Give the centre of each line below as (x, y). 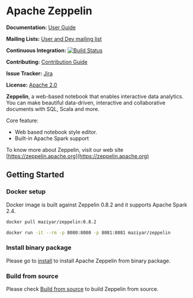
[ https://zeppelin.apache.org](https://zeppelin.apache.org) (78, 156)
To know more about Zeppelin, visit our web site (65, 150)
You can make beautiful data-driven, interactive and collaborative (86, 103)
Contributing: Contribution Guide (47, 62)
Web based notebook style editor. (56, 132)
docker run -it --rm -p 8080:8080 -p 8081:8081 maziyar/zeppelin (88, 233)
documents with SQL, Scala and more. (53, 109)
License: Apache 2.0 (32, 85)
